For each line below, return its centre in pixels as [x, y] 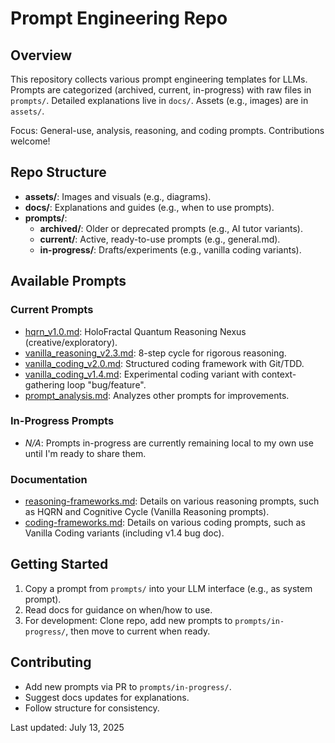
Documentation [49, 479]
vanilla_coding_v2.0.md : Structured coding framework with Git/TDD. [164, 363]
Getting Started [59, 564]
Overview [41, 55]
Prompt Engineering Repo [119, 18]
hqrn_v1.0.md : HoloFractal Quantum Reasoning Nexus [135, 331]
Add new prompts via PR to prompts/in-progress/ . [128, 686]
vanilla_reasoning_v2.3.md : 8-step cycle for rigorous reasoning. [155, 353]
